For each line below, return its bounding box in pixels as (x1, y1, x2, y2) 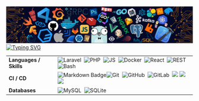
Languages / (8, 56, 40, 63)
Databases (8, 86, 36, 94)
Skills (8, 63, 23, 70)
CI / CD (8, 75, 27, 82)
